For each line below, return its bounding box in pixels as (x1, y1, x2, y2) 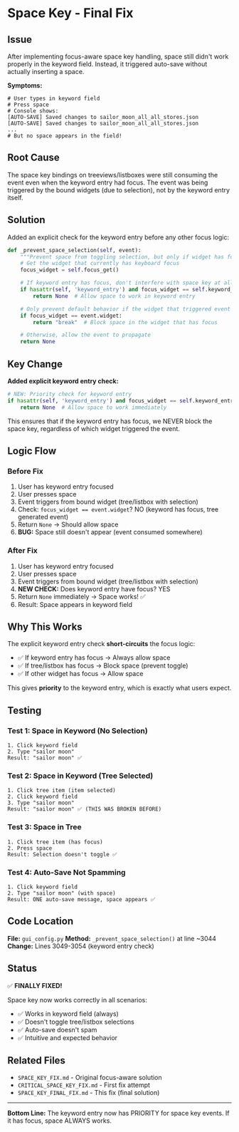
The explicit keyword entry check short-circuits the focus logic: (7, 640, 196, 648)
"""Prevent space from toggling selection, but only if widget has (20, 253, 224, 261)
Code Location (7, 915, 73, 928)
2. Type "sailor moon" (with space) (7, 889, 116, 897)
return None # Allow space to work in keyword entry (33, 292, 196, 300)
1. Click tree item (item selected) (7, 787, 116, 794)
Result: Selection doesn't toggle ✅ (7, 851, 117, 858)
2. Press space (7, 844, 53, 852)
